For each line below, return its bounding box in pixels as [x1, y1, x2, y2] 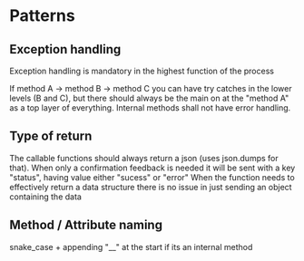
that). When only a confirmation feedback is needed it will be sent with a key [9, 162, 296, 173]
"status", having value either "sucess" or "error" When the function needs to [9, 171, 295, 182]
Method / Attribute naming [9, 217, 163, 233]
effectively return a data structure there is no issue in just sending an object [9, 181, 292, 192]
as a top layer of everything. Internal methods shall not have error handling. [9, 102, 291, 113]
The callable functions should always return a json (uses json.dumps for [9, 152, 279, 163]
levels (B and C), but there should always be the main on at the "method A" [9, 92, 289, 103]
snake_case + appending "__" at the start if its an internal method [9, 241, 253, 252]
